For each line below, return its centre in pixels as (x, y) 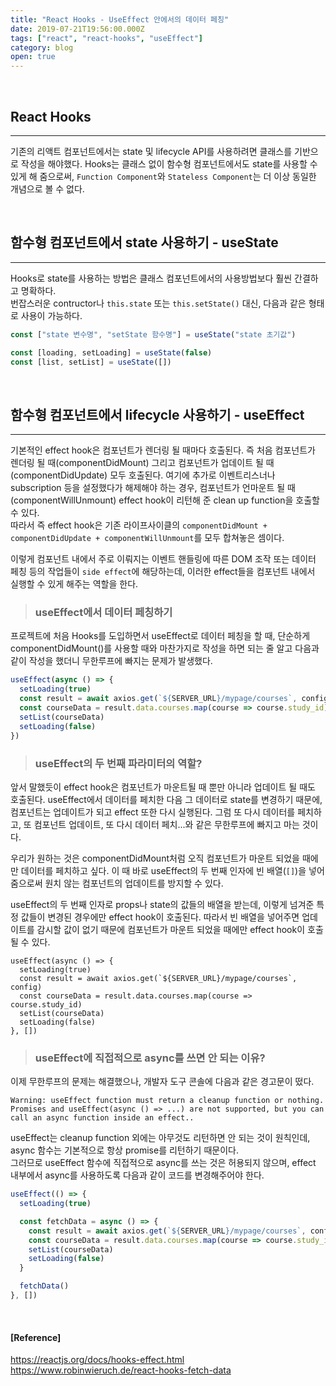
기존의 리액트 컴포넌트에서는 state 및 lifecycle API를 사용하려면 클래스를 (151, 151)
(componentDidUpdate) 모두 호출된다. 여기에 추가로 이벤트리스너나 (143, 475)
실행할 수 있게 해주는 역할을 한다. (74, 584)
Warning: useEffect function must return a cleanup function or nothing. (167, 1101)
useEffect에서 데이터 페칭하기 (103, 613)
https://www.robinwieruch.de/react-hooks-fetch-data (121, 1370)
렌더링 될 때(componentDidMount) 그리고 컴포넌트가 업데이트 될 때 (142, 463)
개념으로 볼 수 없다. (47, 188)
